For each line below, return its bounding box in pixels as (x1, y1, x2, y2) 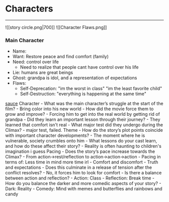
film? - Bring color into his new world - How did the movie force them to (5, 106, 154, 112)
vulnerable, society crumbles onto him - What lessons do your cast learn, (5, 138, 157, 144)
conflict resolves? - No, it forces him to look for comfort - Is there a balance (5, 170, 162, 176)
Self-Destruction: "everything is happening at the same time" (20, 91, 147, 97)
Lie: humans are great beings (12, 70, 73, 76)
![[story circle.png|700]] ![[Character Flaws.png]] (5, 24, 107, 30)
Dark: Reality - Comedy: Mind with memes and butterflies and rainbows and (5, 186, 162, 192)
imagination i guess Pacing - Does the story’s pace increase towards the (5, 148, 155, 154)
